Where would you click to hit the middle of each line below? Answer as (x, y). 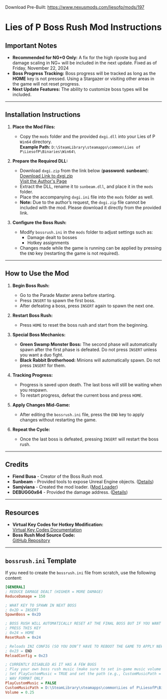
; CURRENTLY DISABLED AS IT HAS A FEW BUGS (51, 665)
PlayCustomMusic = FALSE (31, 683)
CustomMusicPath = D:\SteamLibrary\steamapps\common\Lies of (70, 688)
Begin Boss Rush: (31, 285)
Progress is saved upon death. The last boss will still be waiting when (91, 384)
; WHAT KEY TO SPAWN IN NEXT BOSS (41, 605)
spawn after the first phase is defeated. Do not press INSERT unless (88, 349)
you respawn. (34, 390)
